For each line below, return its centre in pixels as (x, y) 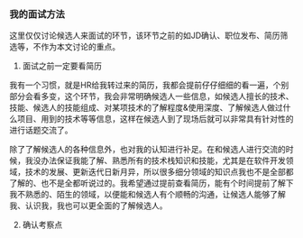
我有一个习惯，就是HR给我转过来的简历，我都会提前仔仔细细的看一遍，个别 (149, 85)
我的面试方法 (37, 14)
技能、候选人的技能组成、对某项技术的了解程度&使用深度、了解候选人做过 (147, 108)
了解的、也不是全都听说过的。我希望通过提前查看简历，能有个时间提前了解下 (151, 183)
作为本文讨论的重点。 (80, 47)
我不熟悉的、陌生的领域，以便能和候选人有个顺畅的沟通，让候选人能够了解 (147, 195)
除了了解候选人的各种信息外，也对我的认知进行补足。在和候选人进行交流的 (147, 150)
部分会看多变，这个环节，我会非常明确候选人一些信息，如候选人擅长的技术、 (151, 96)
